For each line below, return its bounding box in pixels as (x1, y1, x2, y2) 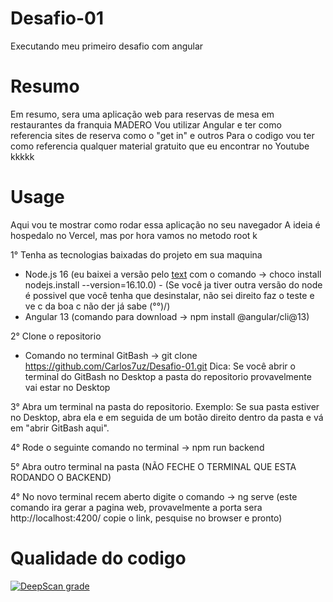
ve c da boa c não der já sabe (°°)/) (24, 300, 171, 312)
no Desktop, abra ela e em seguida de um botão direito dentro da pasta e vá (10, 411, 324, 423)
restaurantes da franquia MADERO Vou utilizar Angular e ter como (10, 118, 282, 131)
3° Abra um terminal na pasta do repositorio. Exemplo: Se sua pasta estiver (10, 400, 320, 412)
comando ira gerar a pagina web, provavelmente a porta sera (10, 501, 263, 513)
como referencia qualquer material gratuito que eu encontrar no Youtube (10, 140, 310, 152)
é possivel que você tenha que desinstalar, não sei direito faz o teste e (24, 289, 315, 301)
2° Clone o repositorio (10, 330, 102, 342)
